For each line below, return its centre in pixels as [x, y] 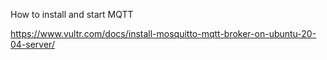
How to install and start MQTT [72, 14]
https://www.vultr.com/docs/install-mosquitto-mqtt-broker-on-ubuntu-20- [163, 33]
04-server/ [32, 44]
